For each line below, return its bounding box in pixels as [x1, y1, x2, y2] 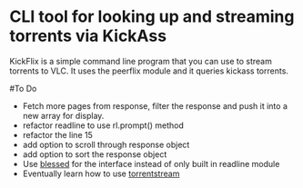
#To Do [9, 83, 37, 94]
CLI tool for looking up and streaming [9, 6, 295, 27]
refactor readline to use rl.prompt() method [22, 120, 185, 131]
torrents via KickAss [9, 25, 167, 46]
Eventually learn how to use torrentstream [22, 168, 180, 179]
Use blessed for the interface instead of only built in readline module [22, 158, 280, 169]
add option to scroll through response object [22, 139, 190, 150]
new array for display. [22, 110, 105, 121]
